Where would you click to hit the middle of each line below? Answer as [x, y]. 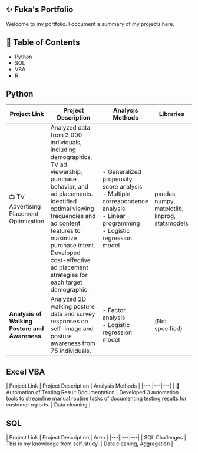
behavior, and [70, 187]
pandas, [166, 194]
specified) [169, 329]
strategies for [69, 275]
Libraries [171, 114]
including [63, 150]
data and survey [73, 314]
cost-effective [70, 260]
